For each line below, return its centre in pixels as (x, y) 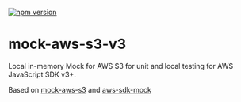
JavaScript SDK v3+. (42, 74)
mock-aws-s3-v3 (67, 44)
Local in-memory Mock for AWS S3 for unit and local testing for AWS (121, 66)
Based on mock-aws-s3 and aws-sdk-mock (80, 89)
